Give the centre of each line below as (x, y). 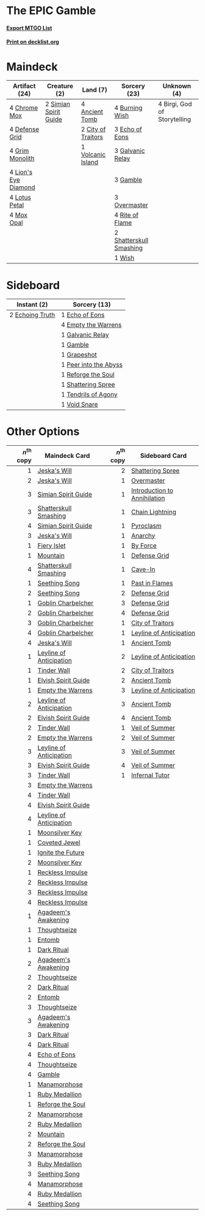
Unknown (177, 86)
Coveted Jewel (59, 843)
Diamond (22, 187)
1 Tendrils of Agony (89, 394)
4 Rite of (127, 215)
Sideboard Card (164, 456)
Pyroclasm (146, 525)
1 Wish (124, 258)
